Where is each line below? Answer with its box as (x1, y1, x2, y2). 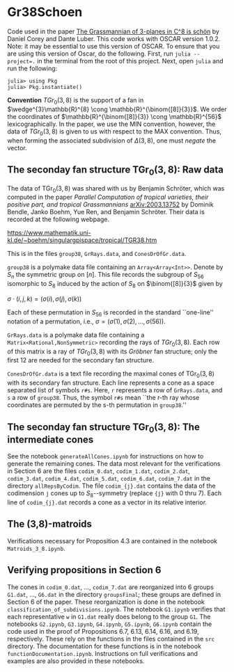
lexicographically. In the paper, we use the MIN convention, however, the (7, 120, 216, 128)
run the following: (7, 64, 58, 72)
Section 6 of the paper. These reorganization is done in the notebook (7, 598, 205, 606)
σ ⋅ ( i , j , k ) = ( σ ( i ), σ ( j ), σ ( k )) (7, 294, 82, 303)
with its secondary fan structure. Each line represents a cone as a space (7, 378, 214, 387)
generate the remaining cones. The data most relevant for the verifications (7, 460, 221, 468)
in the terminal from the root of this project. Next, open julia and (37, 56, 224, 65)
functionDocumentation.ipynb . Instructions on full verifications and (7, 649, 198, 657)
